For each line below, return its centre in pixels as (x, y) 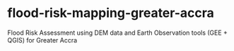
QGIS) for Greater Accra (42, 40)
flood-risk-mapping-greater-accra (111, 13)
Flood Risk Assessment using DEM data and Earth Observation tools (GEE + (118, 33)
